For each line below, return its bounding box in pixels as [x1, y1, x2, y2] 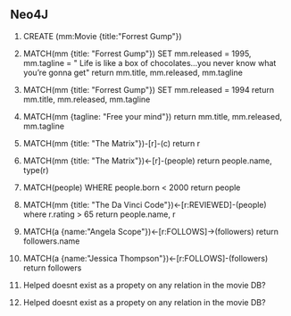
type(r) [22, 164, 49, 175]
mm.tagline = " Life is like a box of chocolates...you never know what [22, 57, 277, 68]
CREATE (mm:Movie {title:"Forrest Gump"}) [22, 30, 182, 41]
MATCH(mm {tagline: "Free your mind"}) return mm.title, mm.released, [22, 111, 283, 121]
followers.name [22, 236, 80, 246]
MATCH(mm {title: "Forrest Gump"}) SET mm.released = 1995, [22, 48, 252, 59]
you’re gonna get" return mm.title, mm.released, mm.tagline [22, 67, 244, 78]
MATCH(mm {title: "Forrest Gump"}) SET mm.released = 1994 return [22, 84, 275, 95]
